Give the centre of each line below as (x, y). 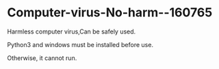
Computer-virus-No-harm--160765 (110, 13)
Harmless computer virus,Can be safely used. (72, 31)
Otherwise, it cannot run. (42, 58)
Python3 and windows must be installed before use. (80, 44)
